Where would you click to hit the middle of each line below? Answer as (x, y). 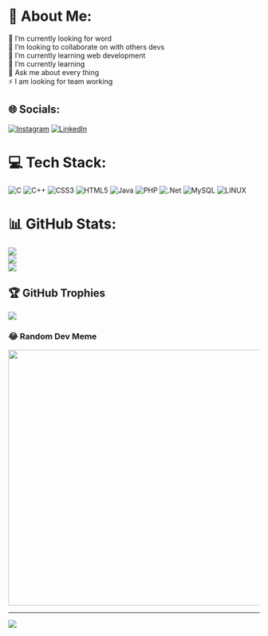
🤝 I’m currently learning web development (77, 55)
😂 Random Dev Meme (53, 336)
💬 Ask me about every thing (54, 72)
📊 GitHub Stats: (63, 224)
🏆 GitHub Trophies (57, 294)
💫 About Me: (50, 16)
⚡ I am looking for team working (61, 81)
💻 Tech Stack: (57, 162)
